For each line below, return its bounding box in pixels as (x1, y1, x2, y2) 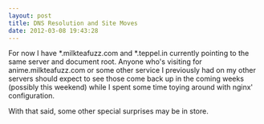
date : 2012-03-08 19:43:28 (8, 26, 99, 34)
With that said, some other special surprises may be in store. (8, 106, 209, 116)
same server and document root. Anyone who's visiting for (8, 57, 202, 66)
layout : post (8, 11, 52, 20)
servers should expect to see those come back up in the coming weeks (8, 74, 245, 84)
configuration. (8, 91, 55, 101)
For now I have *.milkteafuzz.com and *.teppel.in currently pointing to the (8, 49, 250, 58)
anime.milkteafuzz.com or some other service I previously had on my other (8, 66, 257, 75)
